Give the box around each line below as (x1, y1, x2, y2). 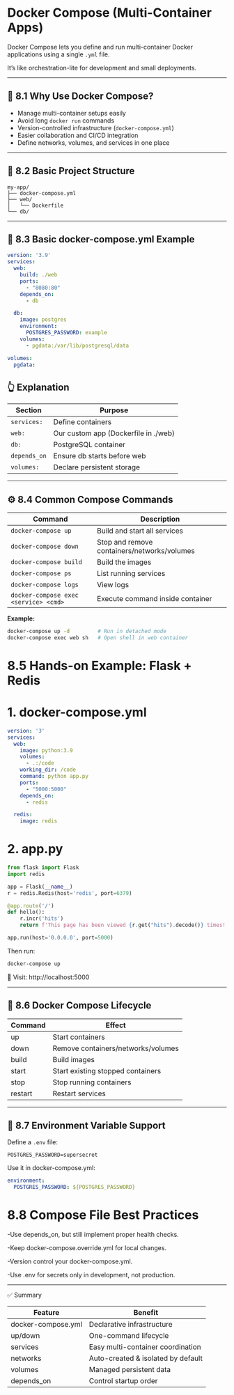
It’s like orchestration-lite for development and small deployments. (7, 63, 197, 72)
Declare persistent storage (53, 462, 141, 472)
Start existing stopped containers (52, 1066, 162, 1075)
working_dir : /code (19, 766, 77, 774)
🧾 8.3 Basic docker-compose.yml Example (7, 233, 195, 245)
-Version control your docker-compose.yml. (7, 1257, 133, 1265)
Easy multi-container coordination (88, 1342, 201, 1352)
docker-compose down (10, 543, 79, 550)
